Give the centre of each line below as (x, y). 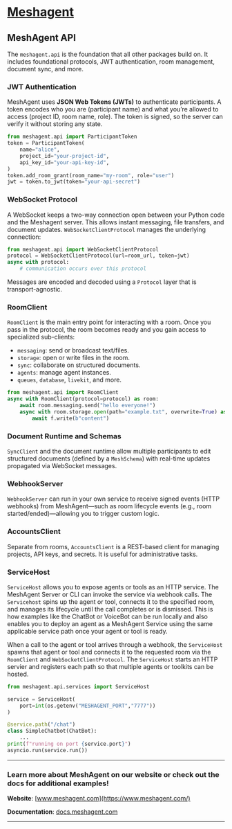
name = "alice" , (40, 150)
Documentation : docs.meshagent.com (62, 812)
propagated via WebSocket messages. (62, 466)
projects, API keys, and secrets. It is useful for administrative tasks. (103, 554)
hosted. (18, 674)
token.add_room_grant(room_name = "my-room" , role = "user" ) (91, 175)
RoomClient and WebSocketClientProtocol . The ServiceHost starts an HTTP (113, 659)
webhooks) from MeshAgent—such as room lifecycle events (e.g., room (109, 506)
